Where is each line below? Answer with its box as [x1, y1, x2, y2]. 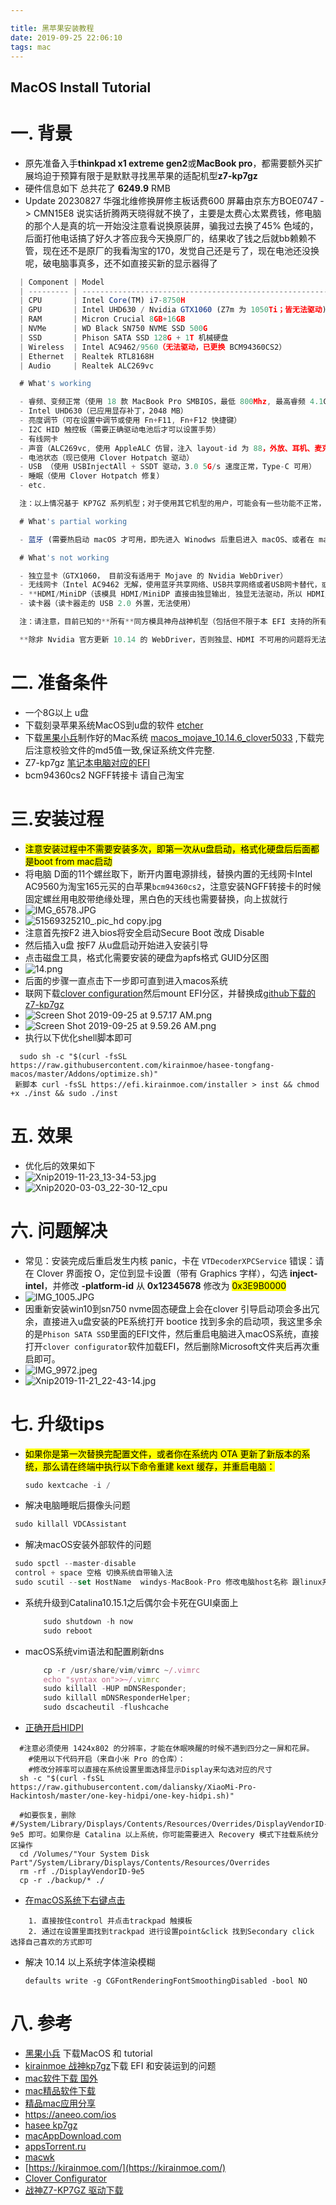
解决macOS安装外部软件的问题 [24, 1539, 152, 1551]
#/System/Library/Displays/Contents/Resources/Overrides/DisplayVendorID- [10, 1819, 329, 1830]
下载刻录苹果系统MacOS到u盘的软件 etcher [24, 719, 204, 731]
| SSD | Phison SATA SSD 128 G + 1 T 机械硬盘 [19, 332, 229, 343]
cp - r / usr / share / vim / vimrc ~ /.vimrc [43, 1665, 201, 1675]
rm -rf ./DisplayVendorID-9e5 [19, 1867, 145, 1877]
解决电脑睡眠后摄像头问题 [24, 1499, 131, 1511]
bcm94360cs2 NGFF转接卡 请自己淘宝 [24, 769, 185, 781]
